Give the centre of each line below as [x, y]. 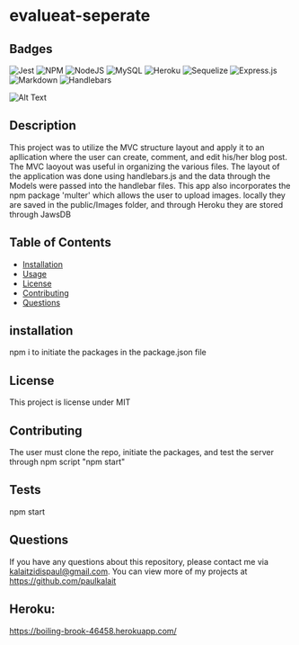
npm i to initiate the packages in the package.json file [108, 353]
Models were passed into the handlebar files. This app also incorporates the [150, 185]
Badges [31, 49]
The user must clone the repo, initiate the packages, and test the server [141, 452]
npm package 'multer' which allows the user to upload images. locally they [147, 195]
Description [43, 125]
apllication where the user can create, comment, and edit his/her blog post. [148, 157]
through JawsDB [40, 214]
